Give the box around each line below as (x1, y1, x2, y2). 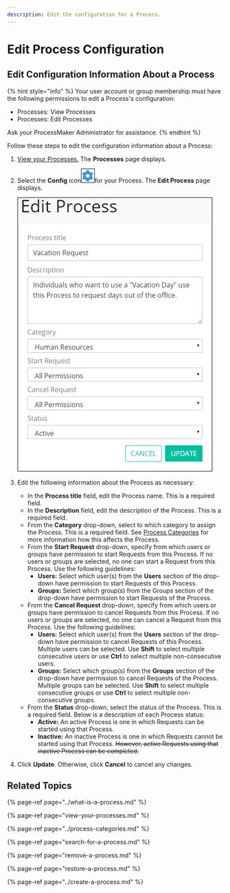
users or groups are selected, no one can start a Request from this (27, 557, 216, 566)
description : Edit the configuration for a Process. (7, 11, 161, 18)
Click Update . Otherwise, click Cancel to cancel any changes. (16, 760, 194, 768)
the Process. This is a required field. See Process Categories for (27, 528, 209, 536)
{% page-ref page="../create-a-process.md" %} (7, 878, 144, 886)
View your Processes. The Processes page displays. (16, 154, 167, 163)
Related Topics (7, 780, 72, 792)
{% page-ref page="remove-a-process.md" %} (7, 851, 142, 859)
